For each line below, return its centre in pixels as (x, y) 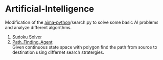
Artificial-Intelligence (50, 9)
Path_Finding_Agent (32, 42)
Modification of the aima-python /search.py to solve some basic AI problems (82, 22)
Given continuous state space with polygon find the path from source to (85, 47)
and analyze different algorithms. (38, 27)
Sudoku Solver (27, 37)
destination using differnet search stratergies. (58, 52)
